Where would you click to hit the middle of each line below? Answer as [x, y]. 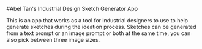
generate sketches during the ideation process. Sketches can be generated [102, 27]
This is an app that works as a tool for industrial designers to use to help [97, 20]
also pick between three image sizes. [53, 40]
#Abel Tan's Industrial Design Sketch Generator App [72, 9]
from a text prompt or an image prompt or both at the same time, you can [99, 33]
